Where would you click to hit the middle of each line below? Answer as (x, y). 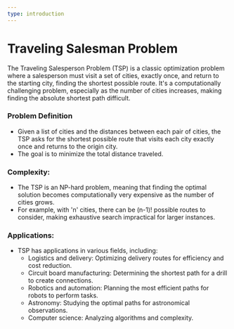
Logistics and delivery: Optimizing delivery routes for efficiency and (126, 258)
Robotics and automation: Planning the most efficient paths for (118, 288)
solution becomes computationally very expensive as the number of (116, 195)
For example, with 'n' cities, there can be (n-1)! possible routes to (111, 210)
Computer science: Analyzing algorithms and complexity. (111, 318)
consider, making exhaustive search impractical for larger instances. (116, 217)
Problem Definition (40, 116)
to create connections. (60, 280)
